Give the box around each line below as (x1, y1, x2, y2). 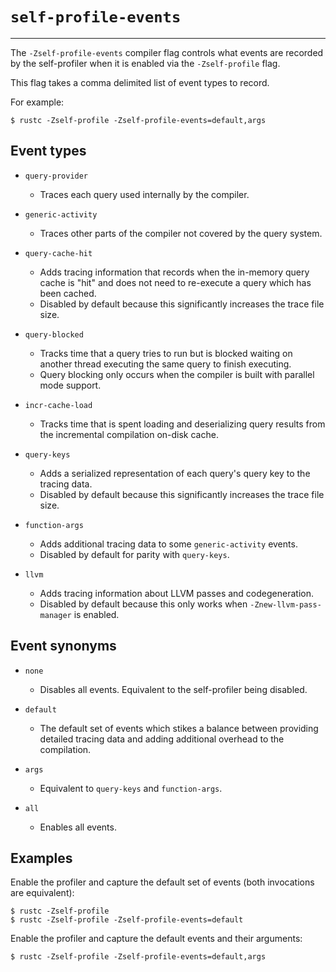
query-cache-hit (24, 248, 93, 258)
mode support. (39, 379, 102, 391)
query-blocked (24, 329, 84, 340)
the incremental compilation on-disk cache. (39, 428, 219, 440)
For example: (10, 96, 65, 108)
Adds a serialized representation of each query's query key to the (39, 467, 311, 479)
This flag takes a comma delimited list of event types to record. (10, 76, 270, 88)
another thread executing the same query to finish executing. (39, 358, 292, 370)
